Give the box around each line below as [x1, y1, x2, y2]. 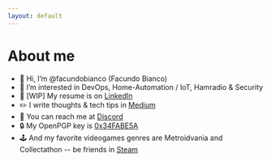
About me [7, 46, 75, 65]
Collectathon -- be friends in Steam [19, 144, 139, 154]
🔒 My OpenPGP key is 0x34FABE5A [19, 121, 139, 130]
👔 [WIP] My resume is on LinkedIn [19, 91, 133, 100]
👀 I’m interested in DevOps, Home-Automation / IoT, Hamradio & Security [19, 82, 264, 92]
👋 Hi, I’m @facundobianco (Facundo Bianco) [19, 74, 168, 83]
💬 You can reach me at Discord [19, 111, 123, 122]
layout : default [7, 11, 62, 20]
